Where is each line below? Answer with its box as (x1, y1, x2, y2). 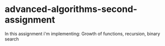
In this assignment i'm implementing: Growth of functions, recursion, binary (5, 30, 160, 36)
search (5, 36, 19, 42)
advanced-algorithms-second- (5, 3, 137, 15)
